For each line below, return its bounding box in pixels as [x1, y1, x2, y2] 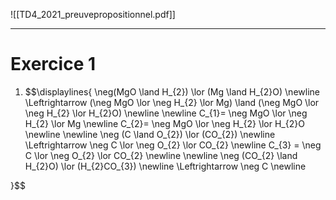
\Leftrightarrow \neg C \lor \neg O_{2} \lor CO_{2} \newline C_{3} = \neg [24, 139, 322, 151]
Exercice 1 [10, 53, 97, 76]
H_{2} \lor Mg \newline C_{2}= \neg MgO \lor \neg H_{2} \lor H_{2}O [24, 117, 305, 129]
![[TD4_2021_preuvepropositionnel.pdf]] [10, 9, 176, 20]
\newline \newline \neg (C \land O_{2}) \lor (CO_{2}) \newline [24, 128, 276, 140]
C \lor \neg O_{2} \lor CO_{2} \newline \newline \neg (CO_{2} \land [24, 149, 298, 161]
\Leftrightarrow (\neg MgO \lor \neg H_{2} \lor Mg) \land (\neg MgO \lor [24, 96, 320, 108]
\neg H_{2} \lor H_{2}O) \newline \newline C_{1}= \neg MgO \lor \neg [24, 107, 308, 119]
